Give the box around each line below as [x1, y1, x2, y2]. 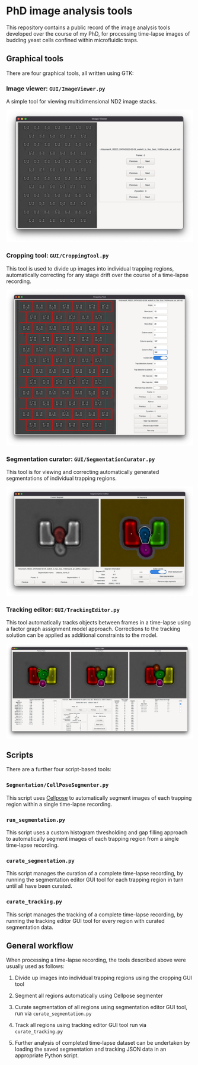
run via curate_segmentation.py [14, 1010, 92, 1017]
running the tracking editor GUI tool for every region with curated [6, 917, 165, 924]
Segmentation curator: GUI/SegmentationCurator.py [6, 455, 155, 463]
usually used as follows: [6, 963, 65, 970]
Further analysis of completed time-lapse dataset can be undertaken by [14, 1039, 190, 1047]
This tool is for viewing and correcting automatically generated [6, 469, 159, 476]
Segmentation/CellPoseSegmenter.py [6, 782, 109, 788]
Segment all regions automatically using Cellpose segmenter [14, 992, 163, 1000]
